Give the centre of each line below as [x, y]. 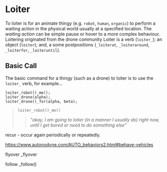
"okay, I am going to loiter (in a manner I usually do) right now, [95, 120]
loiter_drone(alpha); [28, 97]
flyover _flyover [21, 154]
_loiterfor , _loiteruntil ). [33, 50]
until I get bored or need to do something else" [78, 125]
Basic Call [21, 66]
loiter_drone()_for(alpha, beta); [41, 101]
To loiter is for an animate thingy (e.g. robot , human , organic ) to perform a [80, 23]
